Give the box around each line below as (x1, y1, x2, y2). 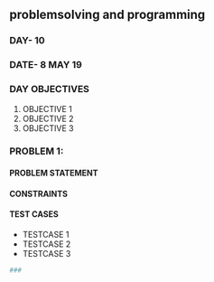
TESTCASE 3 (22, 248, 71, 258)
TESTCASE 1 (22, 229, 70, 240)
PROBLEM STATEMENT (9, 167, 98, 179)
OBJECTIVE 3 (22, 122, 74, 134)
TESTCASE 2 (22, 239, 71, 249)
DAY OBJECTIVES (9, 83, 90, 96)
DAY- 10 (9, 34, 45, 47)
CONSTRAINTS (9, 188, 68, 199)
